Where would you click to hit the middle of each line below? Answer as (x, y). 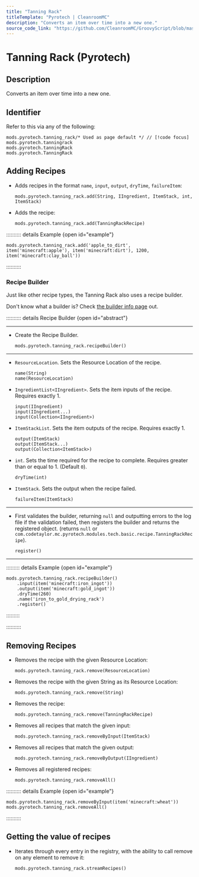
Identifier (24, 112)
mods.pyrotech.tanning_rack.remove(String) (69, 692)
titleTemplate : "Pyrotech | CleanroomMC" (58, 17)
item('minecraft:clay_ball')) (44, 256)
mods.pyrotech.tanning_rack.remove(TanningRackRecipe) (84, 714)
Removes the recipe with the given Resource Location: (81, 660)
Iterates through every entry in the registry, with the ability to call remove (104, 851)
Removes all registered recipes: (53, 769)
